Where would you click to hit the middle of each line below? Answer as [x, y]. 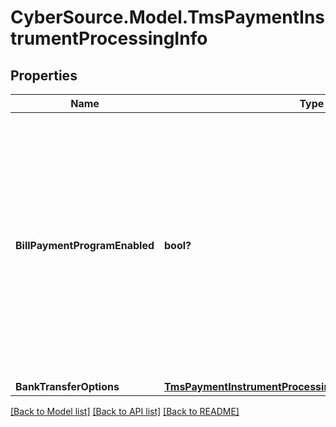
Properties [44, 75]
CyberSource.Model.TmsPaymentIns [168, 17]
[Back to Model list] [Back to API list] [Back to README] [125, 411]
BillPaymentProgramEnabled [85, 245]
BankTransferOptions [67, 386]
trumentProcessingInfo [109, 38]
